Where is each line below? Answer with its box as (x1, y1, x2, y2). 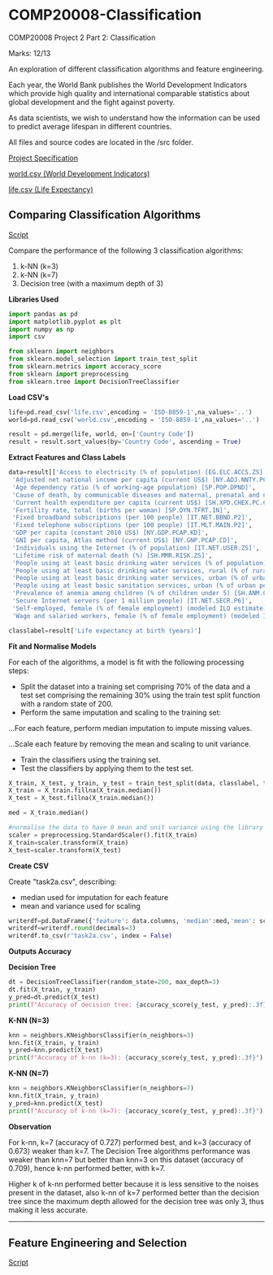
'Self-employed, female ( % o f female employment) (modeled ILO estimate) (11, 604, 267, 612)
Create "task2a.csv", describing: (8, 877, 117, 886)
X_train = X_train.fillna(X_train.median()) (8, 786, 162, 794)
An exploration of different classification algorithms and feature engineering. (8, 63, 264, 74)
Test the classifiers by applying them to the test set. (19, 763, 193, 773)
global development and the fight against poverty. (8, 97, 175, 107)
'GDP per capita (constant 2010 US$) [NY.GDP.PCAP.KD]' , (11, 529, 209, 537)
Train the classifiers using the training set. (19, 755, 161, 764)
